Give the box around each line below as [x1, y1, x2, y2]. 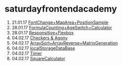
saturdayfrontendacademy [4, 3, 117, 15]
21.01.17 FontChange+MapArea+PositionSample [11, 19, 109, 25]
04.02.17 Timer [11, 50, 42, 56]
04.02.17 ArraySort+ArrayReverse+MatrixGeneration [11, 40, 118, 46]
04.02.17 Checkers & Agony [11, 35, 68, 41]
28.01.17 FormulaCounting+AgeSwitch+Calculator [11, 24, 112, 30]
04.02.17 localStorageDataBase [11, 45, 75, 51]
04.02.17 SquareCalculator [11, 55, 65, 61]
